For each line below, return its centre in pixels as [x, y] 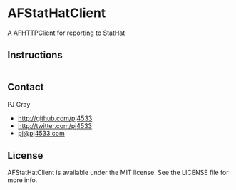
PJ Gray [19, 104]
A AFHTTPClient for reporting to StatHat [66, 33]
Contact [26, 87]
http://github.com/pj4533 [55, 118]
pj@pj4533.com [41, 133]
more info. [22, 180]
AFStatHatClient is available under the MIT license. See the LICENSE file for [118, 173]
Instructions [35, 55]
